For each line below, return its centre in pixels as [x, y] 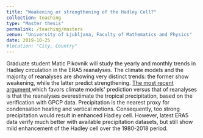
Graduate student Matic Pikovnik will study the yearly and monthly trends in [101, 63]
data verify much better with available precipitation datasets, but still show [100, 122]
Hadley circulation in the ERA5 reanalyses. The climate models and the [95, 70]
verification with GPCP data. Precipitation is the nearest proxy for [88, 102]
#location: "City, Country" [42, 46]
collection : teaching [34, 18]
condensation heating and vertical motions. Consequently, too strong [93, 109]
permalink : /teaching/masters [45, 29]
